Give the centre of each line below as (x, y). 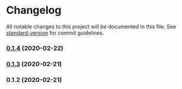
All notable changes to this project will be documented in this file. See (91, 27)
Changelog (34, 10)
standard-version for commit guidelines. (55, 32)
